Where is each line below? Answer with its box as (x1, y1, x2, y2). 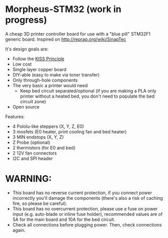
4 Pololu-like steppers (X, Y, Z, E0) (12, 123, 85, 129)
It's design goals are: (5, 46, 49, 52)
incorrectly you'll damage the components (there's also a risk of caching (12, 195, 163, 201)
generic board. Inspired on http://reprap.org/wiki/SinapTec (5, 36, 126, 42)
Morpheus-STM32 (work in (5, 4, 122, 15)
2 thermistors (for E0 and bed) (12, 144, 75, 150)
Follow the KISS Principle (12, 55, 64, 61)
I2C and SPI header (12, 155, 53, 162)
